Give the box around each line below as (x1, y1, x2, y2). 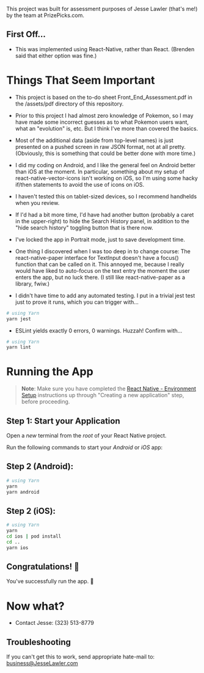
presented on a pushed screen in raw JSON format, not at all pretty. (15, 143, 186, 150)
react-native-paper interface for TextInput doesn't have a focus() (15, 254, 179, 261)
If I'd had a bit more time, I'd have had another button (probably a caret (15, 211, 194, 218)
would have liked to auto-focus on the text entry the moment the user (15, 267, 191, 274)
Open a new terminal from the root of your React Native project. (6, 432, 167, 439)
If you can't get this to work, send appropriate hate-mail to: (6, 653, 155, 661)
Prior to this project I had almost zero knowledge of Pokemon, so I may (15, 112, 194, 119)
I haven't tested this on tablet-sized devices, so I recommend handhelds (15, 192, 197, 200)
